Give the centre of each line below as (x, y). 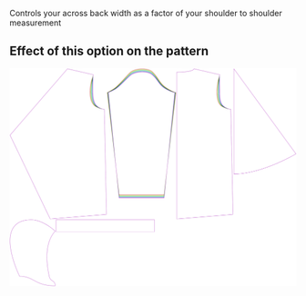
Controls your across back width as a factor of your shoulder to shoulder (146, 13)
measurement (36, 23)
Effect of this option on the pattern (109, 51)
